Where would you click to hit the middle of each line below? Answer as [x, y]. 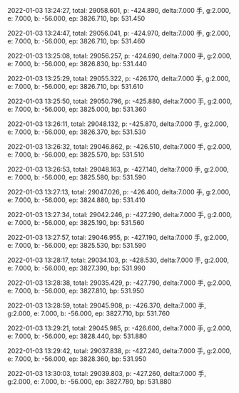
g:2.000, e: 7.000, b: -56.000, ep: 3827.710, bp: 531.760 [88, 313]
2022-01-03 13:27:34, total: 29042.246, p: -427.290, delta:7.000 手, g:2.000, [120, 215]
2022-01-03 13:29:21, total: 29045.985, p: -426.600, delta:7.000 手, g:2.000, [119, 328]
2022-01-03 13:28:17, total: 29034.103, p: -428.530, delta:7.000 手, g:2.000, [118, 260]
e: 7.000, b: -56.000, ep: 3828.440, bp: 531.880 [77, 336]
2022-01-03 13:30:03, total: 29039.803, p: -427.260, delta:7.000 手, [107, 373]
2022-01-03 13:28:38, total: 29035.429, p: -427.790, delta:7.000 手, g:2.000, [119, 283]
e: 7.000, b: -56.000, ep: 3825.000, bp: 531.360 [77, 109]
